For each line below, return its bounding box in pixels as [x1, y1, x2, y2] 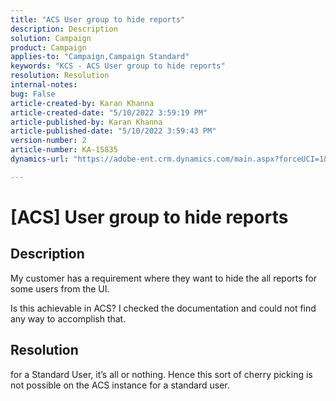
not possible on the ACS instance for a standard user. [10, 379, 230, 391]
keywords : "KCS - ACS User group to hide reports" [10, 61, 226, 71]
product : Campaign [10, 42, 87, 53]
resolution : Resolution [10, 71, 110, 81]
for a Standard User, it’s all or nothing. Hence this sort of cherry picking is [10, 368, 313, 380]
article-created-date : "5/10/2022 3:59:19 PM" [10, 107, 208, 118]
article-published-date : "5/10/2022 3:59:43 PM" [10, 126, 217, 136]
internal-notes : [10, 80, 78, 90]
